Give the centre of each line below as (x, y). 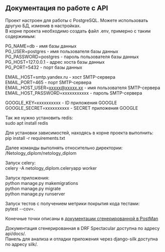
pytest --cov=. (20, 209)
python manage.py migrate (33, 188)
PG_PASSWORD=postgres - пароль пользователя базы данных (72, 57)
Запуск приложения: (27, 178)
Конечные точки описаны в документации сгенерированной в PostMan (82, 218)
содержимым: (21, 36)
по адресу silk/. (22, 244)
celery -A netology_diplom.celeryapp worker (51, 168)
